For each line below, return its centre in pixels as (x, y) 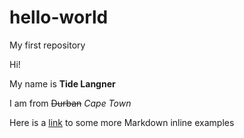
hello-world (59, 17)
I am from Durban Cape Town (70, 103)
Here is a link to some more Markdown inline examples (122, 122)
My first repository (47, 45)
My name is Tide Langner (62, 83)
